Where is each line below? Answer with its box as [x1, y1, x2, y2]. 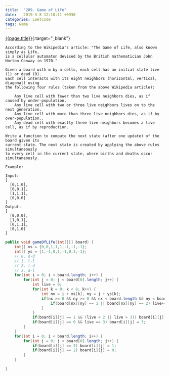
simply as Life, [5, 50, 39, 55]
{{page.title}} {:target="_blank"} [5, 35, 70, 41]
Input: [5, 173, 19, 178]
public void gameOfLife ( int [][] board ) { [5, 240, 94, 245]
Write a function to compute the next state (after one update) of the [5, 133, 159, 139]
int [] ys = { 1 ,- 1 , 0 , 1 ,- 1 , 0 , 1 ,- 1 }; [14, 249, 87, 254]
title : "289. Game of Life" [5, 7, 67, 13]
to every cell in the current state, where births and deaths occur [5, 151, 153, 157]
